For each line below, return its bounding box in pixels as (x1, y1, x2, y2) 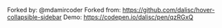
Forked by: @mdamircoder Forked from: (7, 6, 121, 14)
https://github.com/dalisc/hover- (122, 6, 215, 14)
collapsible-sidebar (7, 13, 62, 21)
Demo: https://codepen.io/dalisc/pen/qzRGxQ (63, 13, 194, 21)
